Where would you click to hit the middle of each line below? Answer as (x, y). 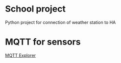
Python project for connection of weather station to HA (60, 22)
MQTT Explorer (20, 55)
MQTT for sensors (43, 42)
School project (36, 9)
